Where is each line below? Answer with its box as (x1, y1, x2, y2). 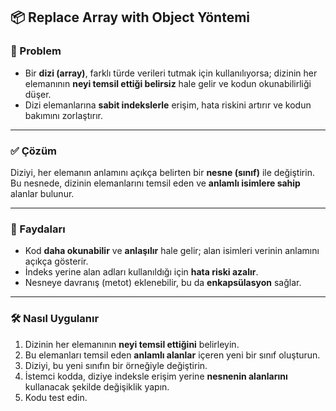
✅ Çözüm (10, 144, 58, 158)
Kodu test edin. (24, 391, 88, 403)
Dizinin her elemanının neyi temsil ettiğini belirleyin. (24, 338, 240, 350)
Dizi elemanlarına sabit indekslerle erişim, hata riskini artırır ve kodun (24, 99, 312, 111)
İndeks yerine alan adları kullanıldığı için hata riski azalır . (24, 266, 259, 278)
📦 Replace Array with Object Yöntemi (10, 9, 251, 26)
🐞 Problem (10, 44, 62, 58)
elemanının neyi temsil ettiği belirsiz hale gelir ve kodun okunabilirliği (24, 77, 312, 89)
